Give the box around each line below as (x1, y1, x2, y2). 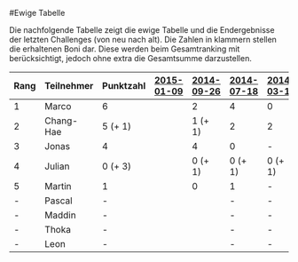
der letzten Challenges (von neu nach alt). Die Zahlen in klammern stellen (9, 35, 278, 44)
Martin (43, 180, 73, 192)
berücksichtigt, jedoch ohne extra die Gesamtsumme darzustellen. (9, 53, 253, 63)
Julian (43, 160, 70, 172)
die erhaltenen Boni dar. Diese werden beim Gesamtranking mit (9, 44, 240, 54)
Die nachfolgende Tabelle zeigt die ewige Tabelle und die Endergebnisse (9, 25, 275, 35)
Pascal (43, 195, 73, 207)
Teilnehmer (43, 80, 94, 91)
